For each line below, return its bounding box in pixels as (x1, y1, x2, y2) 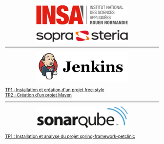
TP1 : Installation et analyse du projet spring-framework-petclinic (5, 133, 135, 139)
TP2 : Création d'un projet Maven (5, 92, 72, 97)
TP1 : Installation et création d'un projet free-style (5, 87, 105, 93)
